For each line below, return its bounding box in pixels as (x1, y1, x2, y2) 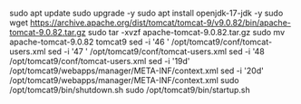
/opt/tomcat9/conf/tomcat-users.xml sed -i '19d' (9, 56, 190, 66)
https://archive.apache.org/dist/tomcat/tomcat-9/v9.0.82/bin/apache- (30, 17, 292, 28)
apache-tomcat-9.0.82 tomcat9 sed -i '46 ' (9, 36, 170, 47)
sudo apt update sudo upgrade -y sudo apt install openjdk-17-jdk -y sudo (9, 8, 284, 18)
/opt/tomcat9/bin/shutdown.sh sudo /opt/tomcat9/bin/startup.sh (9, 85, 251, 95)
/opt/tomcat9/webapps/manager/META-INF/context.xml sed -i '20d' (9, 65, 265, 76)
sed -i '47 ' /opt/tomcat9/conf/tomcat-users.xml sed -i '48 (47, 46, 265, 57)
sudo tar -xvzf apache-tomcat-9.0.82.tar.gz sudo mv (87, 27, 286, 37)
